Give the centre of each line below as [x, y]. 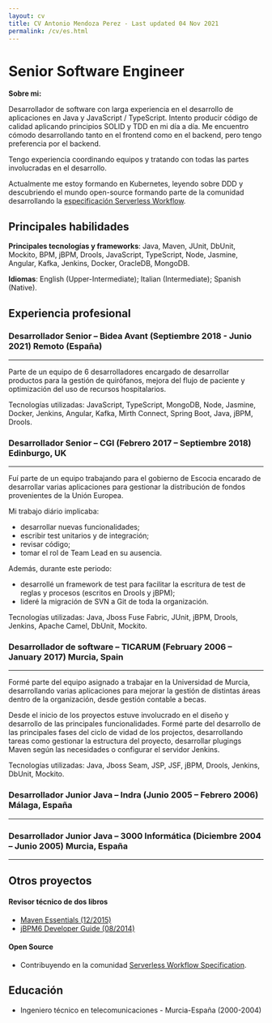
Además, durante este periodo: [60, 569]
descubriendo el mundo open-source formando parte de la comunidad [126, 192]
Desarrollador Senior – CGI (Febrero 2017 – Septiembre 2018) [130, 443]
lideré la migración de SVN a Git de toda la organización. [114, 602]
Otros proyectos [50, 881]
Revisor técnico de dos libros [58, 901]
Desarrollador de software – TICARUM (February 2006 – [120, 647]
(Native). [23, 288]
